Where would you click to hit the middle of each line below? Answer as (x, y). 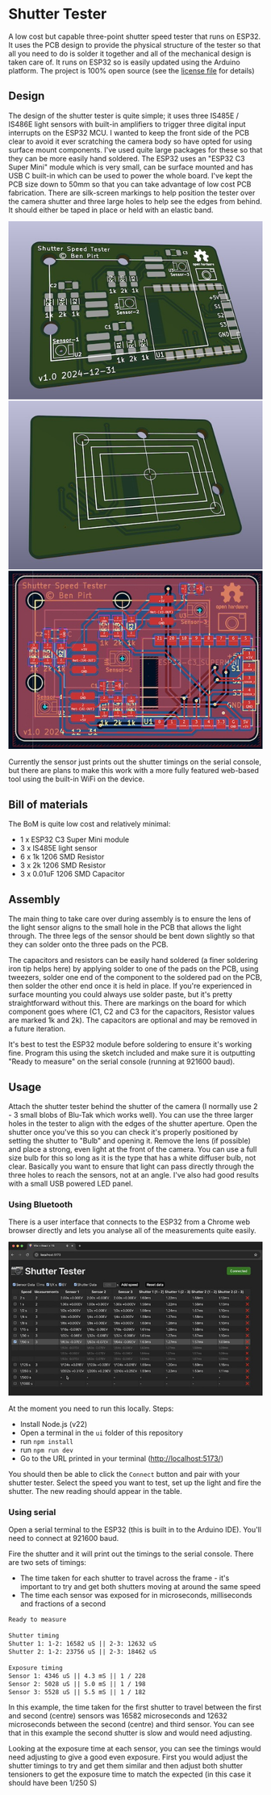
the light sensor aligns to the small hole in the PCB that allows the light (125, 927)
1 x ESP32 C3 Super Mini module (75, 839)
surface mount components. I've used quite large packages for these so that (135, 149)
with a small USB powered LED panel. (71, 1183)
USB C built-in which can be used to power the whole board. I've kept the (130, 175)
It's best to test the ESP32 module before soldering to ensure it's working (130, 1044)
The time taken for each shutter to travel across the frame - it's (125, 1578)
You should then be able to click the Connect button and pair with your (124, 1475)
